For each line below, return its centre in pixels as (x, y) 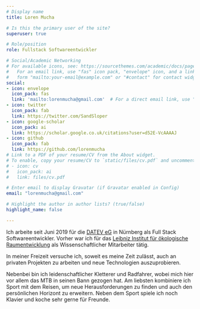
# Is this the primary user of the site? (58, 28)
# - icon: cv (22, 166)
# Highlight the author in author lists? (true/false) (76, 204)
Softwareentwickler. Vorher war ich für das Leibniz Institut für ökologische (97, 238)
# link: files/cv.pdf (36, 177)
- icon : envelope (28, 88)
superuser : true (26, 33)
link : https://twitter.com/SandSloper (60, 116)
